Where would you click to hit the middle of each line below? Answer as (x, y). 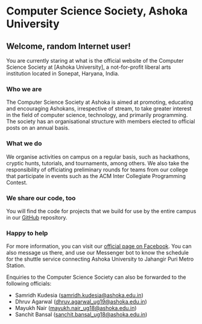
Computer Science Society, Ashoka (97, 11)
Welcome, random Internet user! (68, 46)
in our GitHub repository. (37, 217)
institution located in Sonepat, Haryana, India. (63, 73)
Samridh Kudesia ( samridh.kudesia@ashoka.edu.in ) (79, 295)
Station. (16, 265)
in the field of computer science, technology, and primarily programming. (97, 115)
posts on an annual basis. (38, 128)
